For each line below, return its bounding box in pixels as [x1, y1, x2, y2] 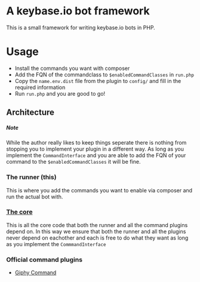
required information [14, 84, 66, 91]
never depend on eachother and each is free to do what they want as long [6, 234, 189, 241]
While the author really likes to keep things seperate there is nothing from [6, 139, 187, 146]
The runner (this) [6, 173, 57, 182]
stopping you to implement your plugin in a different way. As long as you [6, 145, 184, 153]
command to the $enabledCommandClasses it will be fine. [6, 158, 141, 165]
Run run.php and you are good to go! [14, 90, 106, 97]
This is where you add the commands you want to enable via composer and [6, 186, 193, 194]
